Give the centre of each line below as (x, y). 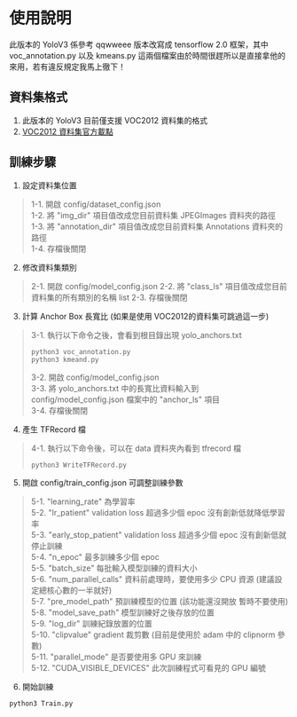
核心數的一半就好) (79, 590)
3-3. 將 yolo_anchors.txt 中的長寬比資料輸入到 (115, 388)
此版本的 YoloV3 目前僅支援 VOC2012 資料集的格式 (115, 120)
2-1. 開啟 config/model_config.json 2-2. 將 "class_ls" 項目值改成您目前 (159, 286)
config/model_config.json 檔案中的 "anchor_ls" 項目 (125, 399)
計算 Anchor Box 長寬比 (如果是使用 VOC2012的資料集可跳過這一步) (145, 316)
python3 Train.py (41, 703)
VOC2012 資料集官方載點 (67, 131)
